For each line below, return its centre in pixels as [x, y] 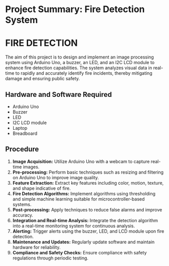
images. [31, 167]
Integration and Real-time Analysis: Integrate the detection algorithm [85, 220]
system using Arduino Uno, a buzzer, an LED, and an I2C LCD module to [80, 63]
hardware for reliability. [37, 247]
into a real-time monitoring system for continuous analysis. [74, 226]
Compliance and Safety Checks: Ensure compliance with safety [80, 252]
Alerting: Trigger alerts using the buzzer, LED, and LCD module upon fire [88, 231]
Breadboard [25, 133]
